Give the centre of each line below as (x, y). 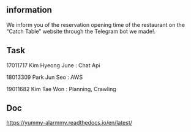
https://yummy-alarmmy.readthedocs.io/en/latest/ (69, 123)
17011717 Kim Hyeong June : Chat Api (53, 65)
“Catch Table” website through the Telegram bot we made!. (81, 31)
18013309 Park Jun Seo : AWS (45, 77)
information (29, 10)
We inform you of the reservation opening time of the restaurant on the (96, 24)
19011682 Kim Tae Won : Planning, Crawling (61, 89)
